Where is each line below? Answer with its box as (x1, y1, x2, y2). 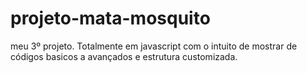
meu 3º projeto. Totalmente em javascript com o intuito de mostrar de (10, 40, 298, 52)
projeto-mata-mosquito (10, 7, 211, 30)
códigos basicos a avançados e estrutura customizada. (10, 50, 238, 62)
